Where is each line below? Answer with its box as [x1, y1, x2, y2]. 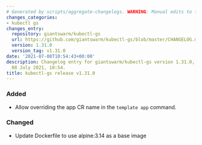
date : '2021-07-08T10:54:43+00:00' [6, 53, 96, 59]
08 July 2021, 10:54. [11, 64, 66, 71]
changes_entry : [6, 25, 44, 32]
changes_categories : [6, 14, 58, 20]
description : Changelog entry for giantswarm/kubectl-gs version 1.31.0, [6, 59, 195, 65]
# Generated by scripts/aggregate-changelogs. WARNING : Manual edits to [6, 8, 192, 15]
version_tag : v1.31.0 [11, 48, 66, 54]
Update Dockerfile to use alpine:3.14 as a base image [14, 132, 147, 139]
